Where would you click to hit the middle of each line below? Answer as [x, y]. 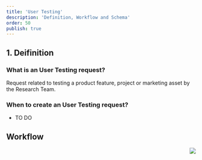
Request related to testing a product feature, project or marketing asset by [98, 83]
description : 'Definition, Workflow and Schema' [68, 17]
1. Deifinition [30, 52]
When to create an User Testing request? [67, 104]
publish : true [24, 28]
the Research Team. [31, 89]
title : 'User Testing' [35, 12]
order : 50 [19, 23]
